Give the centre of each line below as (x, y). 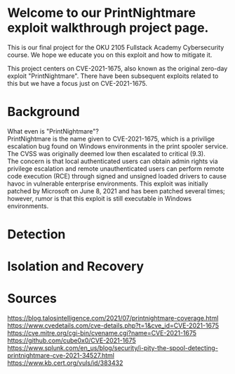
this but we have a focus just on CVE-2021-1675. (78, 83)
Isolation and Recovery (76, 267)
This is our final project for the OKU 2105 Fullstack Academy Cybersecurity (116, 47)
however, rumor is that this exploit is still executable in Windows (99, 198)
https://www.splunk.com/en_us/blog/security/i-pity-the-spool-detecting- (113, 348)
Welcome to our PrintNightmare (102, 13)
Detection (36, 234)
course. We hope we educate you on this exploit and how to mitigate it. (110, 55)
